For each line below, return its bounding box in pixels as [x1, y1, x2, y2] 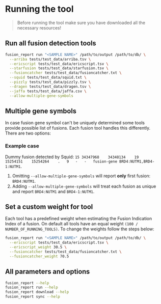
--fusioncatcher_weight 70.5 [9, 254, 69, 259]
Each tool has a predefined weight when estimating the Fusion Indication [5, 216, 152, 221]
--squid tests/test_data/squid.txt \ [9, 75, 87, 80]
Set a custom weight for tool [5, 203, 93, 211]
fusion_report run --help [5, 285, 58, 290]
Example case [5, 142, 39, 149]
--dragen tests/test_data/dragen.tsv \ [9, 84, 91, 89]
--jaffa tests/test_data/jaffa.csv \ [9, 88, 87, 94]
